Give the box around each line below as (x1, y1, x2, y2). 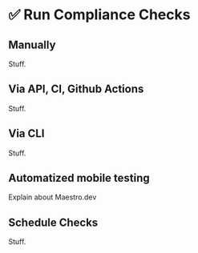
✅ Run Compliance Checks (8, 6, 191, 24)
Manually (8, 38, 56, 51)
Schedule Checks (8, 215, 99, 229)
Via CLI (8, 127, 45, 141)
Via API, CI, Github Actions (8, 82, 144, 96)
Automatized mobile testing (8, 171, 150, 185)
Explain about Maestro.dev (8, 192, 97, 202)
